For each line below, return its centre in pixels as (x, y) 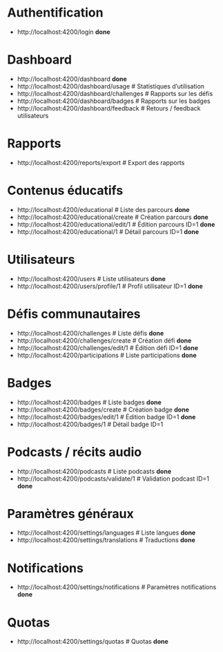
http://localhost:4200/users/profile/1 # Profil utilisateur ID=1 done (110, 286)
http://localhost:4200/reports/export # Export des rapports (101, 162)
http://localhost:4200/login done (64, 32)
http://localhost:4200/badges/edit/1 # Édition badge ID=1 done (106, 416)
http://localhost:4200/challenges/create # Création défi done (104, 341)
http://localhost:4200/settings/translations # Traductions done (106, 540)
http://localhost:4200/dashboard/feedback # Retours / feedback (109, 108)
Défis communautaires (74, 314)
